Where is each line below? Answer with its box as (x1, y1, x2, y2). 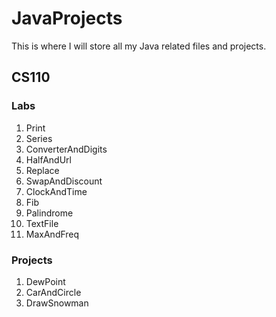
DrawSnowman (25, 297, 89, 309)
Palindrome (25, 207, 74, 219)
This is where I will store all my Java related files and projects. (11, 40, 267, 52)
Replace (25, 164, 60, 176)
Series (25, 132, 53, 144)
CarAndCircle (25, 286, 82, 298)
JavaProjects (11, 7, 123, 30)
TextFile (25, 217, 59, 229)
